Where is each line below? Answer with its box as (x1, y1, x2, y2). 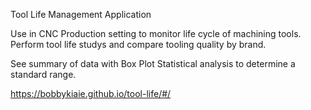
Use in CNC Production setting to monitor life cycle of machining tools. (10, 28, 302, 39)
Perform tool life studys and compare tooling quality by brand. (10, 39, 267, 50)
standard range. (10, 69, 77, 80)
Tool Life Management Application (10, 9, 152, 20)
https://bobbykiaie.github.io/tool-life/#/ (10, 88, 172, 99)
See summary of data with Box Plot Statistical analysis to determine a (10, 58, 296, 69)
